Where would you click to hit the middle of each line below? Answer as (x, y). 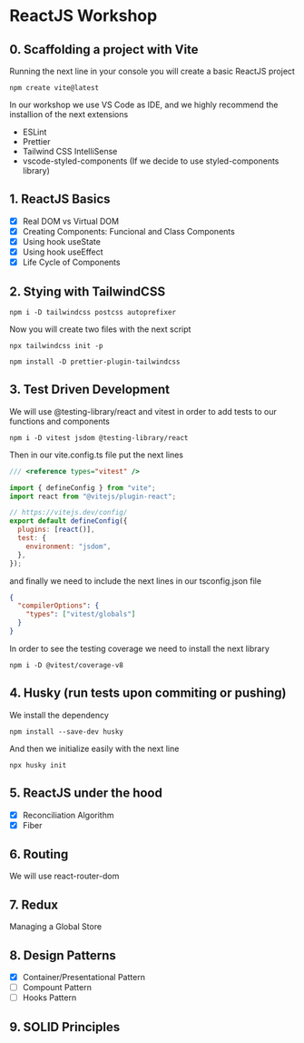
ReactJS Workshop (83, 16)
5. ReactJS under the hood (86, 793)
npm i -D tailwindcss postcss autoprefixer (93, 312)
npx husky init (38, 765)
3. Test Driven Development (90, 390)
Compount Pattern (57, 988)
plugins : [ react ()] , (56, 530)
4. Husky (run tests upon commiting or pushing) (148, 693)
